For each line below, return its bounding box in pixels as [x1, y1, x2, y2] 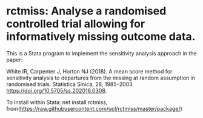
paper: [6, 56, 23, 63]
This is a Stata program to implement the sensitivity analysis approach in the [6, 49, 197, 57]
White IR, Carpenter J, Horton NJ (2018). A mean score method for [6, 67, 173, 75]
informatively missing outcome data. [6, 30, 196, 43]
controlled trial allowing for [6, 17, 145, 31]
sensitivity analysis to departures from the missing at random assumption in [6, 74, 196, 81]
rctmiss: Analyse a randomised [6, 4, 167, 18]
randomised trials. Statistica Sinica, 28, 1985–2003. [6, 80, 135, 88]
